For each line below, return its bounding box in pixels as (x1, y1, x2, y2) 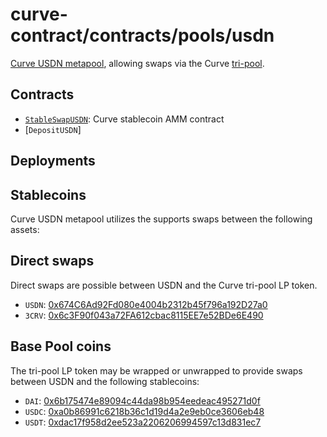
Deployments (10, 153, 96, 170)
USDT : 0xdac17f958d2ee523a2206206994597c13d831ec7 (24, 416, 262, 428)
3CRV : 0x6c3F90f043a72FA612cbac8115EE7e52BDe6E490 (24, 309, 264, 321)
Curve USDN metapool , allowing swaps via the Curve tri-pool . (10, 57, 265, 69)
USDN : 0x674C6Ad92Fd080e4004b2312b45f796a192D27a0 (24, 298, 268, 310)
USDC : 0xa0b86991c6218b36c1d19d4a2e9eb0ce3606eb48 (24, 405, 265, 417)
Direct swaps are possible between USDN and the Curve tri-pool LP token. (10, 279, 318, 291)
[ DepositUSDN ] (24, 123, 82, 135)
